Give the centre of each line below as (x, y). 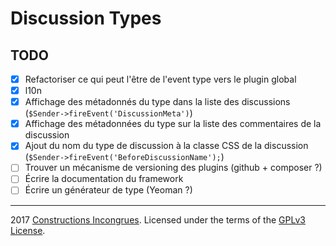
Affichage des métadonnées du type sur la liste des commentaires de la (173, 124)
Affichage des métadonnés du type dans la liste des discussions (157, 102)
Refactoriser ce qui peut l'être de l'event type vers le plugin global (160, 79)
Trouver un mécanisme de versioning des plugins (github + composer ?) (173, 168)
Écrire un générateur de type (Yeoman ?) (108, 190)
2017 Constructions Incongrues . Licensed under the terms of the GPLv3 (158, 219)
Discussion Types (86, 18)
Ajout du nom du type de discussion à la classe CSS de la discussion (166, 146)
